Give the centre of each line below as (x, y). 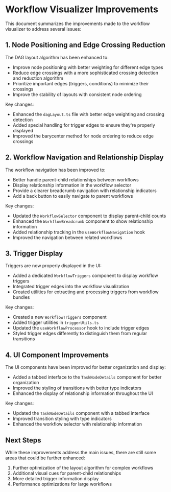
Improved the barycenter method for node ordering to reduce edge (83, 136)
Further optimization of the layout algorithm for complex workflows (83, 468)
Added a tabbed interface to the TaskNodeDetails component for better (87, 377)
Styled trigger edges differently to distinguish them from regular (80, 334)
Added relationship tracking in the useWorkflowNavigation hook (79, 232)
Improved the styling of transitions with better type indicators (77, 388)
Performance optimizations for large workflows (62, 484)
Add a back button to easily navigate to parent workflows (73, 196)
